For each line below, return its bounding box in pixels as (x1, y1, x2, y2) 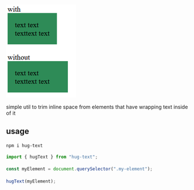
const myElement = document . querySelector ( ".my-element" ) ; (6, 166, 153, 172)
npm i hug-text (6, 142, 43, 149)
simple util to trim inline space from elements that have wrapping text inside (6, 104, 188, 110)
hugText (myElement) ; (6, 178, 57, 185)
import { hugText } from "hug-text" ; (6, 154, 98, 160)
